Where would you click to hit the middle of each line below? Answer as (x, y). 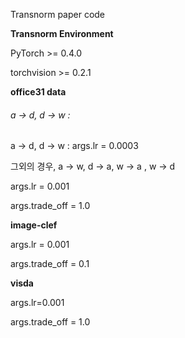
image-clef (34, 225)
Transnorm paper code (58, 14)
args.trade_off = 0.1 (50, 264)
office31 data (38, 92)
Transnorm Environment (62, 33)
